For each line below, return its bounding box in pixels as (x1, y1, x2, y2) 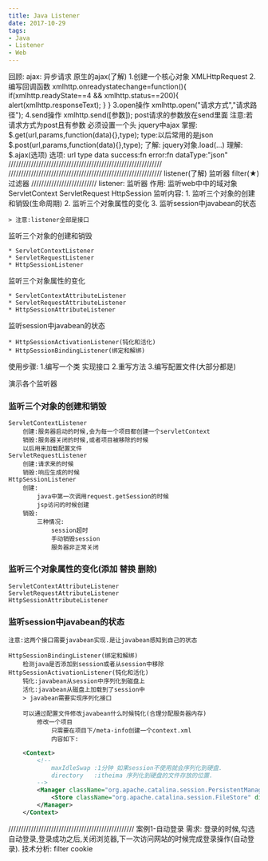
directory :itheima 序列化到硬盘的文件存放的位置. (50, 772, 213, 780)
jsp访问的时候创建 (37, 501, 89, 510)
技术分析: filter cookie (22, 843, 93, 853)
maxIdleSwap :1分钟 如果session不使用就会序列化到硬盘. (50, 764, 223, 772)
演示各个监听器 (8, 379, 57, 388)
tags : (8, 26, 26, 34)
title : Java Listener (8, 11, 81, 20)
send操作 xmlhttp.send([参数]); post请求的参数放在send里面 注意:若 (31, 110, 254, 120)
